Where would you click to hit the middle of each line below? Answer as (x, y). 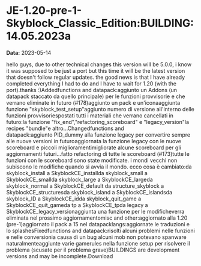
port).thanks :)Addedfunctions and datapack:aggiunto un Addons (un (92, 90)
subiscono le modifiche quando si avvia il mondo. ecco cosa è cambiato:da (99, 167)
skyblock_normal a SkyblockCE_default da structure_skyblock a (85, 186)
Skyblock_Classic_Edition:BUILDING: (100, 23)
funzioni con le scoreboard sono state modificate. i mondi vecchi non (92, 160)
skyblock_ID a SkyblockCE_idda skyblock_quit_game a (74, 199)
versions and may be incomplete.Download (60, 256)
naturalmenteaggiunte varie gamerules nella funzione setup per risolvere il (98, 243)
